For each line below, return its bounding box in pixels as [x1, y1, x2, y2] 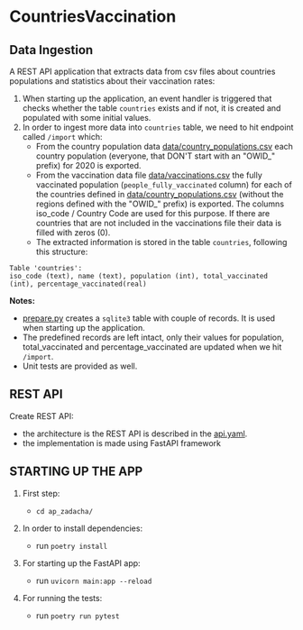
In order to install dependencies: [22, 523, 142, 534]
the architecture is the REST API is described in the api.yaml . [22, 428, 248, 439]
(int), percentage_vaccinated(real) [9, 279, 147, 288]
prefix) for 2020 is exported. [35, 160, 142, 170]
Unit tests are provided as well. [22, 361, 138, 371]
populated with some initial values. [22, 113, 151, 123]
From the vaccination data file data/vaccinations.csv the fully [35, 169, 263, 180]
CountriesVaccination [9, 6, 177, 27]
